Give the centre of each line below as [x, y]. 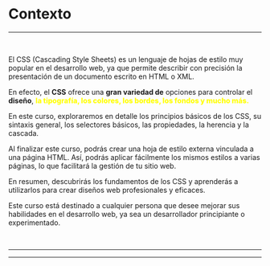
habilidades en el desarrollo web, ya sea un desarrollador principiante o [127, 214]
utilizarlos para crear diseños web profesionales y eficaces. [107, 190]
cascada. [23, 133]
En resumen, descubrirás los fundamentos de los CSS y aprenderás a [123, 181]
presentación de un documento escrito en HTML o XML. [101, 76]
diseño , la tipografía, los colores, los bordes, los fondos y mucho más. [129, 100]
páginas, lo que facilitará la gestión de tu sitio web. [92, 166]
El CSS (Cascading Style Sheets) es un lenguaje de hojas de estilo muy [126, 59]
